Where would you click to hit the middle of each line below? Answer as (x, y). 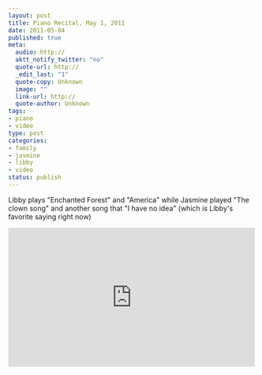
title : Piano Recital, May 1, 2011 (67, 23)
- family (22, 148)
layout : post (30, 15)
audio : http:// (40, 52)
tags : (17, 112)
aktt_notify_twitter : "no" (60, 60)
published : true (35, 38)
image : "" (31, 89)
